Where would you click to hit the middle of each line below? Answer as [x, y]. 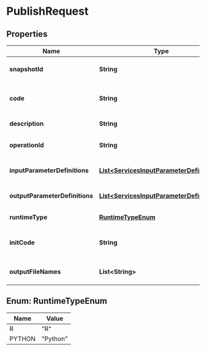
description [27, 124]
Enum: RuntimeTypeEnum [57, 301]
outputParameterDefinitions [51, 196]
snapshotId [26, 69]
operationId [27, 145]
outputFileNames [35, 272]
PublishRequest [48, 11]
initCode [22, 242]
